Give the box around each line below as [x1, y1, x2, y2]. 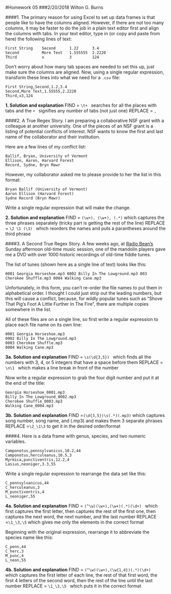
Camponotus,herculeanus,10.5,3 [5, 453, 72, 458]
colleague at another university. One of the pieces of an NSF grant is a [5, 123, 153, 129]
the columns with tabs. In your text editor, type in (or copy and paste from [5, 31, 160, 36]
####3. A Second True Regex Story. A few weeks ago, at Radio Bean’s [5, 241, 153, 246]
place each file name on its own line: [5, 321, 82, 328]
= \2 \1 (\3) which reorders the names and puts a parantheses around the [5, 226, 166, 231]
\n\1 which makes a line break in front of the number [5, 365, 119, 370]
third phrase [5, 231, 31, 237]
